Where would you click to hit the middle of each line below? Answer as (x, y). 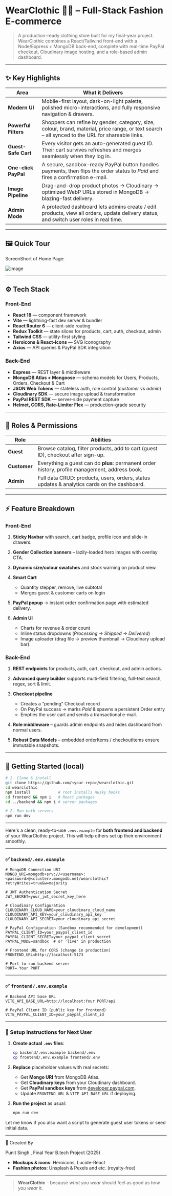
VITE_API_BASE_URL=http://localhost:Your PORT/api (60, 1001)
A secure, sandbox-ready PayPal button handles (100, 164)
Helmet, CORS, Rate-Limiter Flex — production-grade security (79, 405)
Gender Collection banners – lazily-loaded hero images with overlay (85, 552)
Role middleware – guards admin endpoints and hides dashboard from (87, 725)
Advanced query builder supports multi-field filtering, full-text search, (87, 679)
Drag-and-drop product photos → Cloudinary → (100, 185)
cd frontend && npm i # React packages (50, 797)
